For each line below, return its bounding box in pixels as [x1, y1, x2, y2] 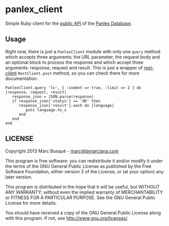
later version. [5, 174, 33, 180]
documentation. [5, 75, 38, 82]
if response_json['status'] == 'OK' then [12, 98, 101, 103]
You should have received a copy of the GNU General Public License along [5, 209, 161, 216]
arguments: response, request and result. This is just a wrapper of [5, 64, 143, 70]
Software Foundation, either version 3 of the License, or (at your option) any [5, 168, 164, 174]
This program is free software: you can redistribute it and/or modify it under [5, 158, 163, 164]
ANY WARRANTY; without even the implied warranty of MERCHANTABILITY [5, 189, 163, 195]
